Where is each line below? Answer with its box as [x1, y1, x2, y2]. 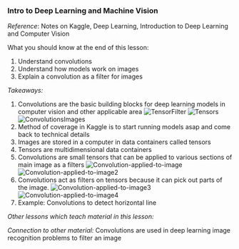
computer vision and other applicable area [17, 108, 143, 116]
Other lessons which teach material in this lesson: [7, 213, 154, 221]
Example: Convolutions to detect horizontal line [17, 198, 157, 207]
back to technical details [17, 131, 91, 139]
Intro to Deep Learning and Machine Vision [7, 6, 158, 16]
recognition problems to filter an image [7, 234, 122, 243]
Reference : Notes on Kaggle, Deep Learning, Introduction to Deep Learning [7, 22, 228, 31]
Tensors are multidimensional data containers [17, 146, 152, 154]
